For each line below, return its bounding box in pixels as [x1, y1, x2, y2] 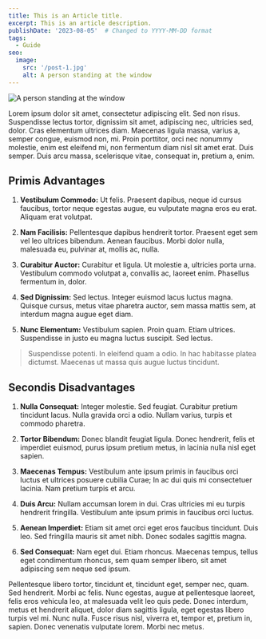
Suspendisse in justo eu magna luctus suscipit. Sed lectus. [19, 333, 213, 343]
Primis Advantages [8, 174, 105, 188]
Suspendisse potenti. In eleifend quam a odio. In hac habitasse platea [27, 349, 257, 359]
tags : [8, 34, 26, 42]
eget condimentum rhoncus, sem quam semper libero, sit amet [19, 556, 228, 566]
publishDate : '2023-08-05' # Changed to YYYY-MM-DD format [8, 26, 213, 34]
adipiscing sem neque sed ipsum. [19, 564, 131, 574]
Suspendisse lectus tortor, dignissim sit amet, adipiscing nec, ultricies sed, [8, 117, 254, 126]
